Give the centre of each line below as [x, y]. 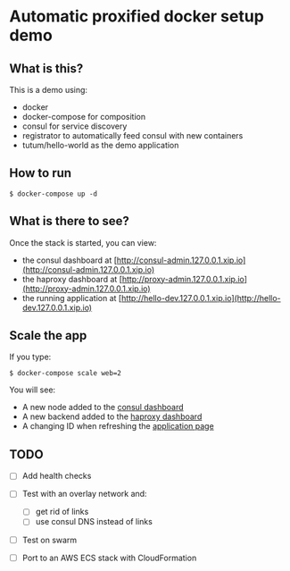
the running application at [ [72, 298]
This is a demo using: [48, 90]
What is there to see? [69, 221]
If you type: [30, 357]
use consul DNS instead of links [94, 522]
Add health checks [57, 476]
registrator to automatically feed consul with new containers [133, 135]
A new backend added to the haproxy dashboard [112, 416]
